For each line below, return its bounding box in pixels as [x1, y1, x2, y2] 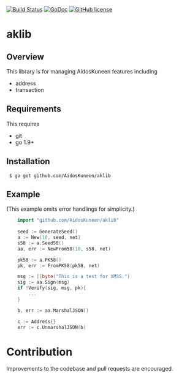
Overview [6, 51, 45, 62]
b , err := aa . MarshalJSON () [17, 307, 89, 314]
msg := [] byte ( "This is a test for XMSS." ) [17, 273, 131, 280]
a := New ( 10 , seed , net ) [17, 235, 81, 241]
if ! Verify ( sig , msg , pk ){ [17, 285, 86, 291]
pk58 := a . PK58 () [17, 257, 62, 263]
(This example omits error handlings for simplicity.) [6, 205, 135, 213]
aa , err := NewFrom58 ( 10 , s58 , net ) [17, 246, 112, 252]
